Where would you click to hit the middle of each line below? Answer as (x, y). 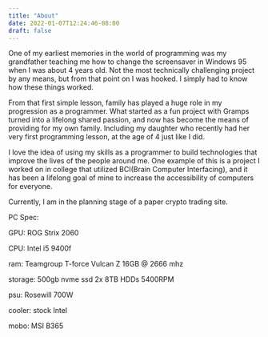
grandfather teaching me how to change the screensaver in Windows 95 (128, 62)
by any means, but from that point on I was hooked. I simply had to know (128, 79)
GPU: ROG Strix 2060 (44, 233)
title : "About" (34, 16)
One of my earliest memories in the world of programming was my (118, 54)
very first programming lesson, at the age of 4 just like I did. (107, 137)
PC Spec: (24, 218)
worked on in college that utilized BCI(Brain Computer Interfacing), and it (128, 170)
